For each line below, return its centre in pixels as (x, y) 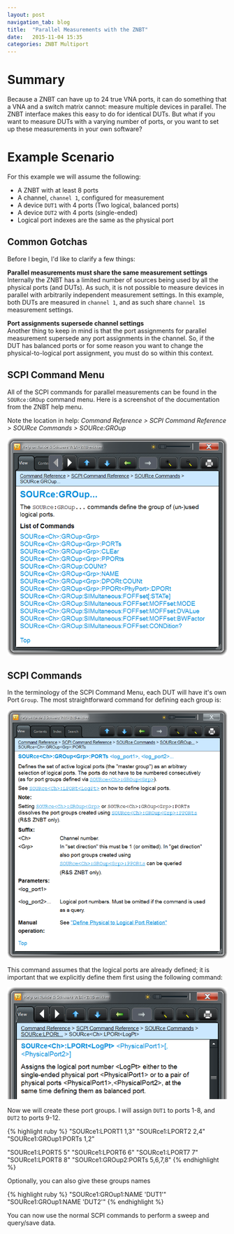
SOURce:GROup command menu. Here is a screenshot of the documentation (114, 399)
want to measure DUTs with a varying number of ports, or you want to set (113, 122)
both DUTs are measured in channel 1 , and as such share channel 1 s (106, 302)
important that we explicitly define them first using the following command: (115, 978)
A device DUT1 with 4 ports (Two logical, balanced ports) (98, 205)
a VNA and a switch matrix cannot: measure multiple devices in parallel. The (117, 107)
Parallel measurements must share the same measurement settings (108, 272)
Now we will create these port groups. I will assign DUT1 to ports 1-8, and (111, 1111)
